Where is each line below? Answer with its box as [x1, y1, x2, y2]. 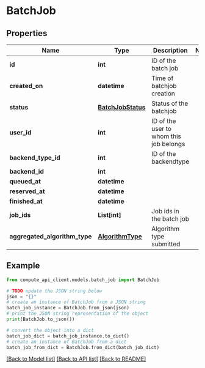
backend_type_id [9, 153, 61, 162]
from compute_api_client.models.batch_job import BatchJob [6, 276, 160, 283]
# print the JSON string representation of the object [6, 311, 149, 317]
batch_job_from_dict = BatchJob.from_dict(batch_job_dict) [6, 344, 160, 350]
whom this [151, 132, 181, 141]
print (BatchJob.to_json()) [6, 316, 75, 323]
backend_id [9, 167, 45, 175]
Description [153, 46, 188, 54]
